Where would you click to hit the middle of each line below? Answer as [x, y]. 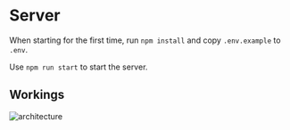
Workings [37, 95]
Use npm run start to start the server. [79, 67]
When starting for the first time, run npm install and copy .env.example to [145, 40]
